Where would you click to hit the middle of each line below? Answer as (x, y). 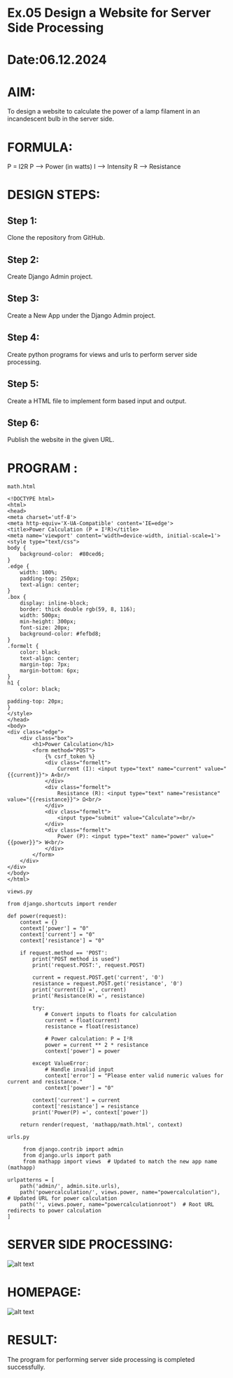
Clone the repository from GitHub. (56, 238)
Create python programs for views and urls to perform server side (102, 354)
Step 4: (23, 338)
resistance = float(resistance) (92, 1027)
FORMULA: (40, 147)
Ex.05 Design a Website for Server (109, 13)
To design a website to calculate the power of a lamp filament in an (104, 112)
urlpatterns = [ (31, 1180)
